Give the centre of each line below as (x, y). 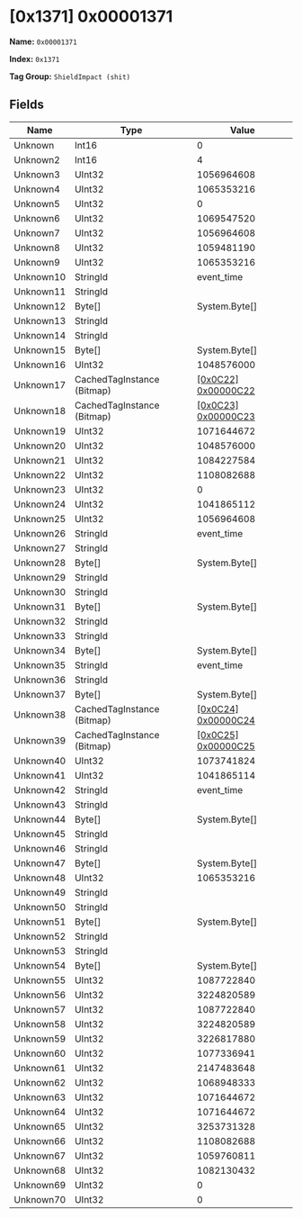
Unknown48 (40, 878)
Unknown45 (40, 834)
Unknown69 (40, 1185)
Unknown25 (40, 519)
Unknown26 (40, 533)
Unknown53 (40, 951)
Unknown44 (40, 819)
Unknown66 (40, 1141)
